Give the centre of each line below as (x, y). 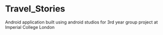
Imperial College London (30, 27)
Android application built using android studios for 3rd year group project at (81, 22)
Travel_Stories (35, 9)
